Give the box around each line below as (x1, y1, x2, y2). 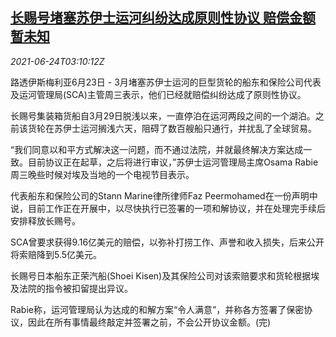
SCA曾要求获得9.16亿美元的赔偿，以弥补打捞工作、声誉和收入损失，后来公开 (10, 236, 325, 248)
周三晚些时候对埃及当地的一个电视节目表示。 (10, 168, 195, 180)
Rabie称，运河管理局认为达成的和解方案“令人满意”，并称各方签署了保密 (10, 303, 305, 315)
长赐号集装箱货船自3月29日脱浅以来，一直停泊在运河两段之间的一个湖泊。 (10, 109, 316, 122)
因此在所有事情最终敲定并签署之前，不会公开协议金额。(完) (27, 316, 272, 328)
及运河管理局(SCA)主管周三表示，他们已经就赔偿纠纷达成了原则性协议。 (10, 88, 307, 100)
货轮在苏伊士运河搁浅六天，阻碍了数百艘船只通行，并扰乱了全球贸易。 (27, 122, 317, 134)
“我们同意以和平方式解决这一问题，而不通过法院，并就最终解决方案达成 (10, 143, 304, 155)
